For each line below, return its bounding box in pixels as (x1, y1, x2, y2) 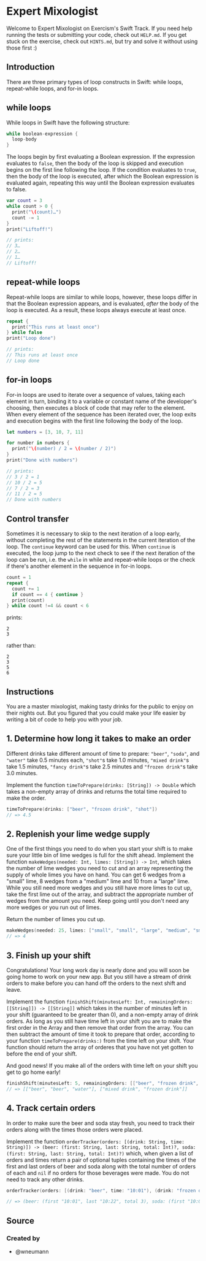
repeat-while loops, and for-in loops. (6, 85, 99, 92)
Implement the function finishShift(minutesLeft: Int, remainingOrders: (6, 998, 193, 1005)
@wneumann (15, 1248, 49, 1255)
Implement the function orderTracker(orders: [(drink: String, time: (6, 1138, 185, 1145)
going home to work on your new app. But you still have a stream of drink (6, 973, 192, 980)
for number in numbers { (6, 440, 70, 446)
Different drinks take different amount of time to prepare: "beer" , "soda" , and (6, 749, 200, 757)
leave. (6, 986, 22, 993)
